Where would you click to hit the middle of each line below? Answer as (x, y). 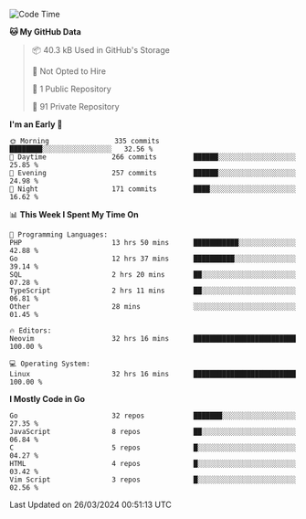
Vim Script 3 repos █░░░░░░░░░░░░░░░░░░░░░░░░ (153, 480)
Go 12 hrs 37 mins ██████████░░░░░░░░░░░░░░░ (153, 259)
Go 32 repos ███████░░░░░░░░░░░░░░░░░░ (153, 416)
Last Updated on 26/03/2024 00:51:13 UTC (90, 504)
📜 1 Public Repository (71, 89)
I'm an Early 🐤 (36, 124)
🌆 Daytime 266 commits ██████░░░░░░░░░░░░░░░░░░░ (153, 157)
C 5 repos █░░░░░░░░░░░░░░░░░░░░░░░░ (153, 448)
